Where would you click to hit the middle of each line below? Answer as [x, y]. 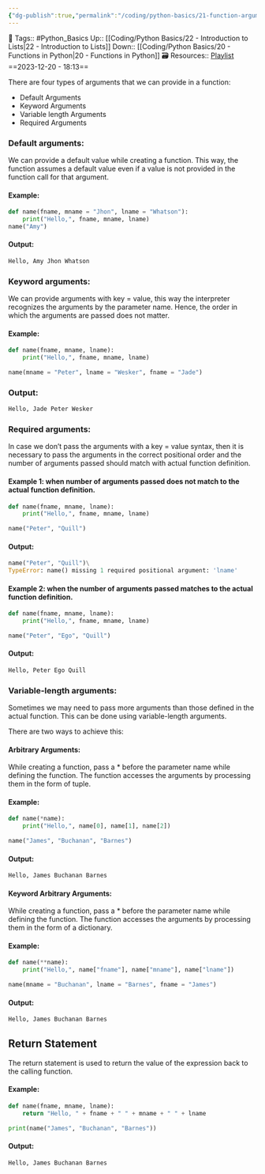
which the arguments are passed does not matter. [89, 315]
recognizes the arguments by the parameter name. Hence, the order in [123, 307]
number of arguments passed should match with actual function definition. [129, 463]
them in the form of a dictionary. [60, 928]
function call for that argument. [58, 177]
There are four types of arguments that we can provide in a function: [119, 82]
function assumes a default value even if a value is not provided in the [122, 168]
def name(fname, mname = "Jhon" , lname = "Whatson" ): [99, 212]
